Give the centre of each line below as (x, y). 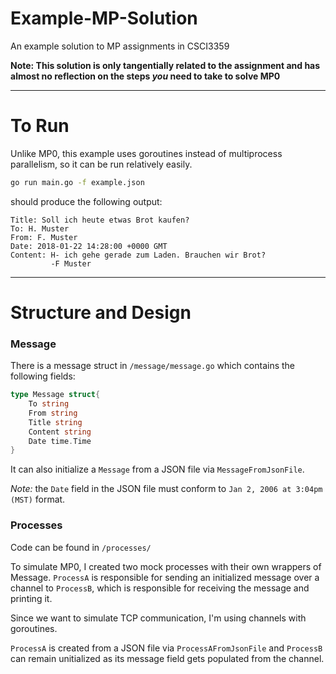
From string (53, 413)
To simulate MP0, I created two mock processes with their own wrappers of (166, 566)
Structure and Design (101, 312)
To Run (40, 126)
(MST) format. (38, 499)
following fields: (43, 376)
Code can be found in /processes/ (81, 547)
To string (49, 404)
